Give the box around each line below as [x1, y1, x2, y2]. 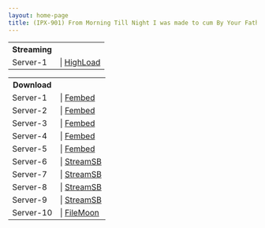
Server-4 [12, 131, 47, 142]
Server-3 [12, 117, 47, 128]
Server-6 [12, 156, 47, 167]
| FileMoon [60, 207, 100, 218]
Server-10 [12, 207, 53, 218]
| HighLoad [59, 57, 101, 68]
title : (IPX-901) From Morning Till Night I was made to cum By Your [8, 19, 242, 27]
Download [13, 79, 52, 90]
